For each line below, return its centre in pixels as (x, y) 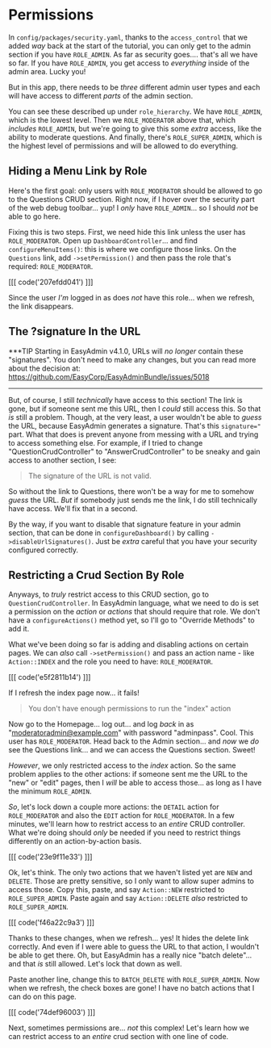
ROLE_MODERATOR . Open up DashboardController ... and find (103, 241)
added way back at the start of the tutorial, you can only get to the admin (130, 45)
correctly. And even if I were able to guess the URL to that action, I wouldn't (134, 947)
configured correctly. (44, 550)
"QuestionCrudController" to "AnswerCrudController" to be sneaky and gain (134, 451)
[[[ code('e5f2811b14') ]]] (50, 677)
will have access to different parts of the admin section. (101, 95)
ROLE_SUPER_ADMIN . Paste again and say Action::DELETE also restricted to (128, 899)
